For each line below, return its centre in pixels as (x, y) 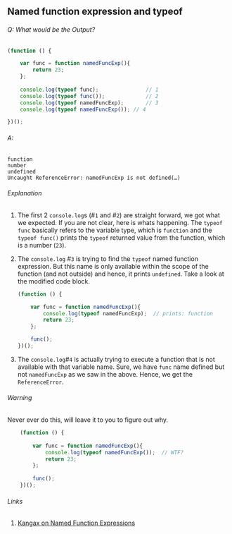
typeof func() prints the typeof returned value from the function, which (121, 237)
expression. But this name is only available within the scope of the (113, 266)
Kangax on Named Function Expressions (76, 523)
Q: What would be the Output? (51, 29)
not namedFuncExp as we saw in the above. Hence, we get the (105, 374)
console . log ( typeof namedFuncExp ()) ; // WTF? (114, 452)
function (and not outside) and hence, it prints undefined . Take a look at (121, 274)
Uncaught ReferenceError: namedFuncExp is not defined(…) (94, 178)
